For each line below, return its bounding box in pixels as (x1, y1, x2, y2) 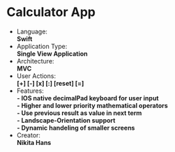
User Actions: (16, 71, 56, 80)
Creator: (16, 130, 41, 139)
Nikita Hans (16, 138, 52, 146)
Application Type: (16, 42, 68, 50)
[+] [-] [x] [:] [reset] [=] (16, 79, 84, 87)
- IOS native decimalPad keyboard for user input (16, 93, 159, 102)
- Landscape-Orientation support (16, 116, 116, 124)
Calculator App (6, 4, 96, 20)
